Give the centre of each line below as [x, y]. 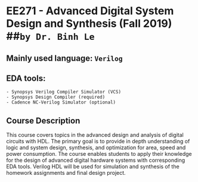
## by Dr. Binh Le [50, 36]
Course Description [43, 120]
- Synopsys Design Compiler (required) [56, 97]
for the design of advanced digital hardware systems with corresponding [96, 160]
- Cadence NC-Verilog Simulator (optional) [61, 102]
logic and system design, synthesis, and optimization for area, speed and [96, 148]
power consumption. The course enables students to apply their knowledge [99, 154]
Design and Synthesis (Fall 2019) [89, 23]
